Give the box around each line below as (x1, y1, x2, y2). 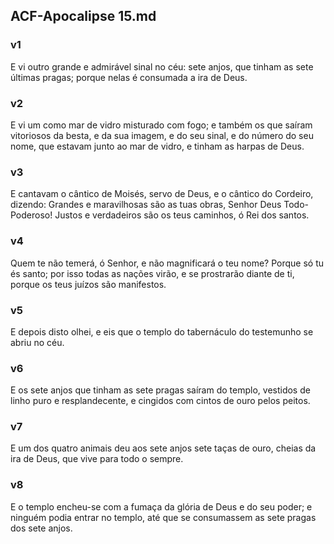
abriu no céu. (10, 336, 65, 348)
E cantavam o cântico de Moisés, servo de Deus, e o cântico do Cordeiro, (10, 188, 314, 200)
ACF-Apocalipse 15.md (10, 8, 157, 25)
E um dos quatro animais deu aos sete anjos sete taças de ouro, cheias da (10, 442, 317, 454)
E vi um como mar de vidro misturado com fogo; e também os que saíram (10, 119, 313, 131)
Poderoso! (10, 209, 53, 221)
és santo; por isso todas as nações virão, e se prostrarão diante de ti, (10, 267, 295, 279)
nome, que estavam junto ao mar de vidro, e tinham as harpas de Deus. (10, 140, 305, 152)
